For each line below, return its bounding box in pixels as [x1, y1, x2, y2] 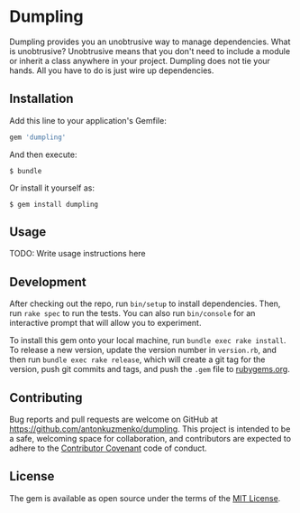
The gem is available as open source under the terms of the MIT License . [9, 492, 281, 503]
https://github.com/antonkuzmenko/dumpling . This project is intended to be [9, 424, 291, 434]
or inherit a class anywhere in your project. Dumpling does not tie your [9, 55, 270, 66]
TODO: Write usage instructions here [9, 248, 146, 259]
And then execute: [9, 149, 77, 160]
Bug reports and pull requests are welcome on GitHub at [9, 414, 219, 425]
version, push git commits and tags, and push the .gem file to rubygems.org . [9, 364, 291, 375]
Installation [9, 91, 74, 107]
